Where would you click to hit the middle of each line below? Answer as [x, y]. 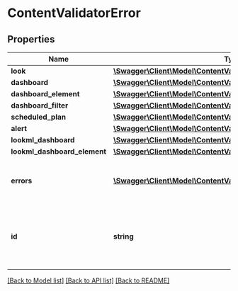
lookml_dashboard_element [59, 152]
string [124, 236]
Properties [31, 39]
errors [22, 181]
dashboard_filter [40, 105]
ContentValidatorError [74, 13]
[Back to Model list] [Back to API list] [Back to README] [89, 280]
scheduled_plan [38, 117]
